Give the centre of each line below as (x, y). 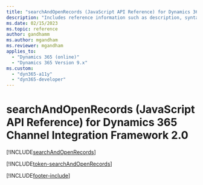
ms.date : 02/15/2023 (32, 23)
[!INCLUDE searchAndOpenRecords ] (51, 152)
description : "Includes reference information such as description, (94, 18)
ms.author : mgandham (32, 40)
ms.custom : (20, 68)
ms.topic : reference (32, 29)
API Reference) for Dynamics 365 (92, 123)
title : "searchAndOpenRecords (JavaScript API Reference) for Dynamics (98, 12)
